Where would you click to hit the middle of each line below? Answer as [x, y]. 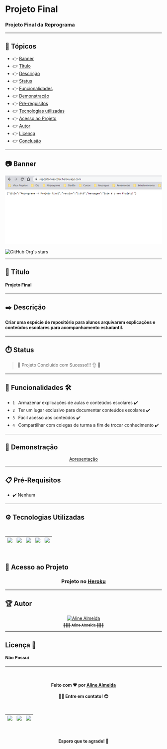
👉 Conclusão [27, 141]
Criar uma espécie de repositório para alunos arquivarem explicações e [80, 322]
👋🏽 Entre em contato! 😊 [83, 696]
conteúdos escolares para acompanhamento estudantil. [64, 328]
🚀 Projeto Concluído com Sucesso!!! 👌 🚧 [59, 365]
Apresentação [83, 459]
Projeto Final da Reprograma [40, 25]
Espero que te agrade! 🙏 [83, 741]
